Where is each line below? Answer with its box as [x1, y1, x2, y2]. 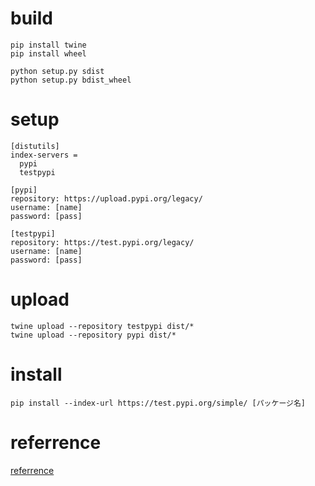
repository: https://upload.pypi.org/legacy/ [10, 193, 203, 204]
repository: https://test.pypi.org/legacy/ [10, 237, 195, 247]
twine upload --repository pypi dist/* [10, 330, 177, 340]
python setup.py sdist [10, 66, 105, 76]
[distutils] [10, 141, 60, 151]
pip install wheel [10, 48, 87, 59]
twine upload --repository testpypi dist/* [10, 321, 195, 331]
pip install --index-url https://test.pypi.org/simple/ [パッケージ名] [10, 398, 306, 408]
